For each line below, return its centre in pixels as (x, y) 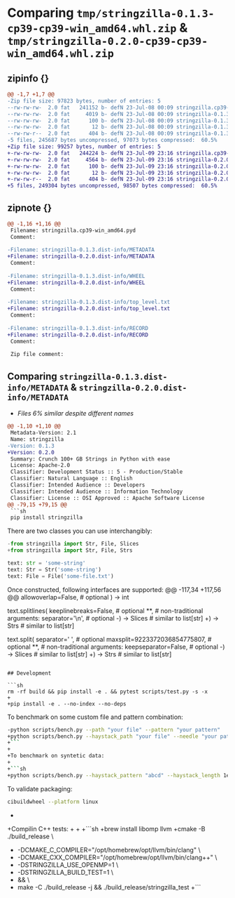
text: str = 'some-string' (47, 563)
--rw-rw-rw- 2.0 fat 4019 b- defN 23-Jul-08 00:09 (90, 114)
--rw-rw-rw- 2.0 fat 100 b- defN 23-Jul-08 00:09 (90, 121)
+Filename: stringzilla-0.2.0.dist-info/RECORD (78, 335)
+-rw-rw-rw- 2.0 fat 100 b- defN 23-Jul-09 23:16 (90, 166)
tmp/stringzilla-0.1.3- (145, 14)
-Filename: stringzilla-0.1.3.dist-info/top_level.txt (89, 302)
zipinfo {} (28, 78)
